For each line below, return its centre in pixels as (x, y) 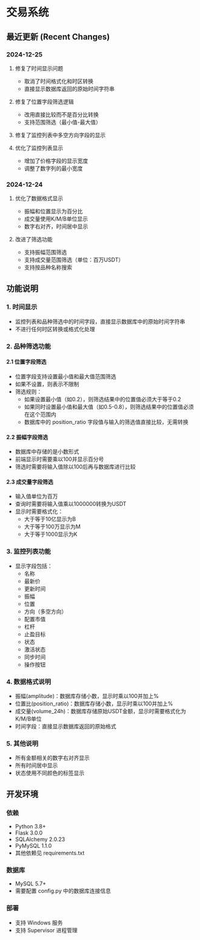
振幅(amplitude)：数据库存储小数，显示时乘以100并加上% (87, 696)
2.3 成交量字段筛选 (30, 482)
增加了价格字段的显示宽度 (56, 161)
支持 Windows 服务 (39, 922)
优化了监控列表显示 (39, 148)
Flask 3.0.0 (29, 833)
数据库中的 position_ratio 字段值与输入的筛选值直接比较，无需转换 (106, 421)
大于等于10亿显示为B (50, 519)
